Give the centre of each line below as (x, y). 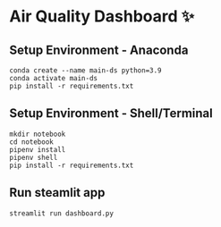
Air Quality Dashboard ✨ (102, 17)
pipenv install (38, 149)
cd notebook (31, 142)
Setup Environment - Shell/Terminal (111, 113)
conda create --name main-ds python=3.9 (86, 71)
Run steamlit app (57, 193)
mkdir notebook (38, 134)
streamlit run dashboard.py (62, 213)
